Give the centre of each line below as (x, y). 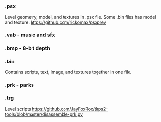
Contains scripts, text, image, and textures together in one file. (68, 72)
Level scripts (18, 109)
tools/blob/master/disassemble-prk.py (44, 114)
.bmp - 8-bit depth (28, 48)
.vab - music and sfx (30, 35)
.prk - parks (20, 85)
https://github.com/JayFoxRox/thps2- (70, 109)
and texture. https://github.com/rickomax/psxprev (56, 22)
